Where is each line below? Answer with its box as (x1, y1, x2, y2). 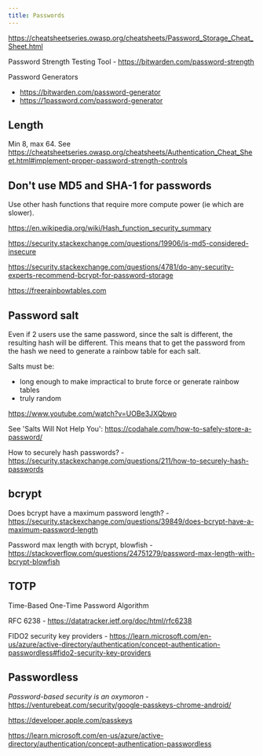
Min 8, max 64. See (8, 139, 71, 149)
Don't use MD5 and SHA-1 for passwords (8, 179, 212, 192)
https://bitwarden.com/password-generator (19, 87, 161, 97)
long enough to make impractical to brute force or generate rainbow (19, 377, 239, 387)
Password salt (8, 309, 79, 322)
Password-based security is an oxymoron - (8, 691, 149, 701)
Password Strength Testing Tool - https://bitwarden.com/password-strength (8, 57, 255, 66)
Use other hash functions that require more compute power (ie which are (8, 200, 244, 209)
